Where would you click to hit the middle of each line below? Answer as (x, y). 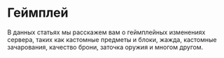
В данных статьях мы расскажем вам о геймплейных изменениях (106, 32)
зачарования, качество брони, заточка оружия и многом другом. (105, 47)
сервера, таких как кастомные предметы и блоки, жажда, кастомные (112, 39)
